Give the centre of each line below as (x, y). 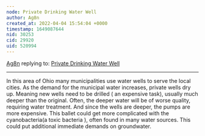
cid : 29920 (20, 40)
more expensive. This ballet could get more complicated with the (88, 113)
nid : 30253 (20, 35)
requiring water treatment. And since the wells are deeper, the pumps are (98, 107)
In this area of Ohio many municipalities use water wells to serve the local (99, 81)
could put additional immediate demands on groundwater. (79, 126)
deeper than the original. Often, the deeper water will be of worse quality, (99, 100)
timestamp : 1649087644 (35, 29)
